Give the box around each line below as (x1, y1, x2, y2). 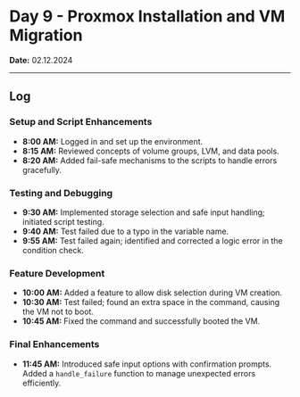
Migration (9, 25, 83, 45)
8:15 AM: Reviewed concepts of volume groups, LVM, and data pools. (21, 145, 279, 156)
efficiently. (21, 377, 62, 388)
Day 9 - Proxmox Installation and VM (9, 6, 286, 27)
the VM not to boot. (21, 306, 94, 318)
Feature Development (9, 267, 105, 279)
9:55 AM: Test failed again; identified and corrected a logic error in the (21, 235, 283, 246)
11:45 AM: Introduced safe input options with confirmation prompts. (21, 359, 272, 369)
